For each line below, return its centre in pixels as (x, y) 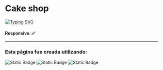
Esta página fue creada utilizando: (46, 52)
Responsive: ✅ (20, 33)
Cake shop (27, 9)
